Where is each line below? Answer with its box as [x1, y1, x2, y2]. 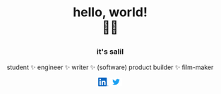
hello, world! [72, 4, 148, 20]
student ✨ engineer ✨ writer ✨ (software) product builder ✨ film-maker [6, 63, 214, 71]
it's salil [96, 47, 124, 57]
